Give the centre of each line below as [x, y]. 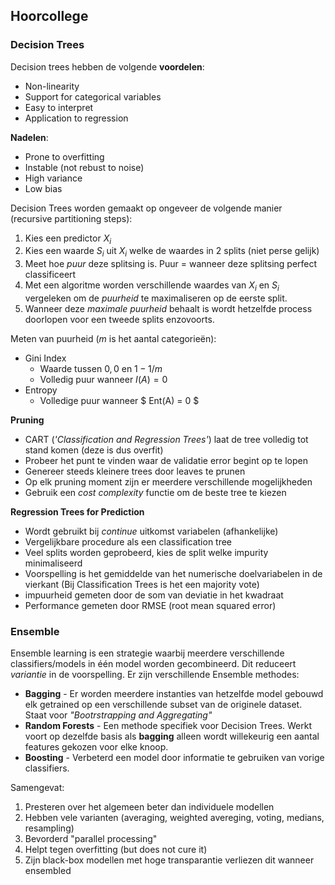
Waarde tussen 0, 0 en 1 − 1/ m [101, 369]
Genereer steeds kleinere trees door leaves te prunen [135, 471]
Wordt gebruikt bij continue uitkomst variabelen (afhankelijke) [151, 531]
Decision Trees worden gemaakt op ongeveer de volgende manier [146, 208]
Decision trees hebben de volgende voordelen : [107, 66]
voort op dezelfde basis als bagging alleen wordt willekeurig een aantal [172, 736]
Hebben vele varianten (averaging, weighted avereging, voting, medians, [174, 818]
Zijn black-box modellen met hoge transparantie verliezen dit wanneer [169, 860]
